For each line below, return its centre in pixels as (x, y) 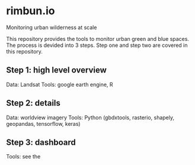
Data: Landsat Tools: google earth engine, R (60, 84)
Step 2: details (33, 103)
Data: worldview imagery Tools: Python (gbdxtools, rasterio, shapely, (90, 118)
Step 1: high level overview (56, 70)
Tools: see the (23, 157)
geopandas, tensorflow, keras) (44, 123)
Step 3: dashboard (41, 142)
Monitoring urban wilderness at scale (52, 27)
